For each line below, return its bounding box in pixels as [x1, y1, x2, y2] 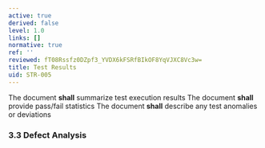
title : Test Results [8, 64, 78, 72]
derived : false [8, 19, 59, 27]
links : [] [8, 33, 42, 42]
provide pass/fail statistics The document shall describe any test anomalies [8, 101, 258, 111]
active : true [8, 11, 52, 20]
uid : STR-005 [8, 71, 52, 79]
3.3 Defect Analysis [8, 129, 86, 140]
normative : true [8, 41, 62, 49]
